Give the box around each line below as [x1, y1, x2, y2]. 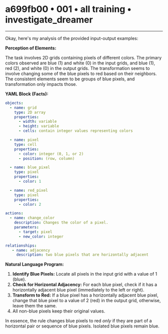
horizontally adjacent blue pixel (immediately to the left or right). [12, 287, 144, 293]
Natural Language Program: [5, 261, 64, 268]
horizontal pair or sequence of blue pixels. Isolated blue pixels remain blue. [5, 323, 160, 329]
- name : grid [9, 105, 37, 110]
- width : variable [18, 119, 57, 124]
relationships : [5, 243, 37, 248]
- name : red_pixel [9, 188, 48, 193]
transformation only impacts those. [5, 81, 77, 87]
